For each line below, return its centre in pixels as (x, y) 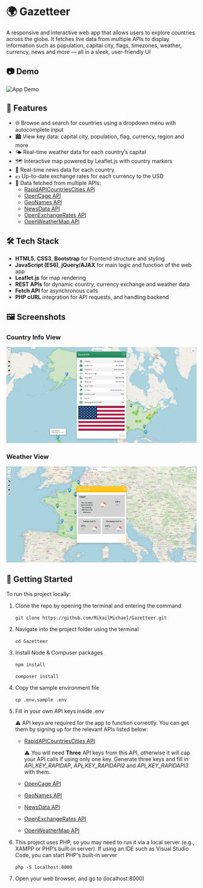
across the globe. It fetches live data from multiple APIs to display (88, 39)
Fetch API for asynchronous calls (56, 291)
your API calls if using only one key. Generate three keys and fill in (106, 759)
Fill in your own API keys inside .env (60, 711)
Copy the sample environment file (57, 687)
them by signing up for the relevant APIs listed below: (81, 729)
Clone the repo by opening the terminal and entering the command (98, 606)
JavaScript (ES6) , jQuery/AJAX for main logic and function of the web (103, 265)
